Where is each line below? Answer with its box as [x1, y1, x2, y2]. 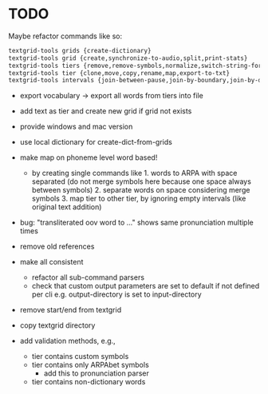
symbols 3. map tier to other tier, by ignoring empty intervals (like [31, 193, 246, 204]
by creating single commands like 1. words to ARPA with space [31, 169, 238, 178]
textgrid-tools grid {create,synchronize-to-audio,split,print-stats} [8, 54, 248, 62]
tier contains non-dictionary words [31, 377, 146, 387]
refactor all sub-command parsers [31, 273, 145, 282]
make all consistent [19, 257, 84, 267]
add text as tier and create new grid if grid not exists [19, 106, 192, 116]
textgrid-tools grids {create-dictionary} [8, 46, 152, 54]
